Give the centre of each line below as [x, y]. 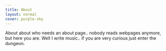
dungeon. [15, 44]
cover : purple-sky [24, 19]
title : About [19, 10]
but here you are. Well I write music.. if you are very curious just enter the [81, 38]
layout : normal [21, 14]
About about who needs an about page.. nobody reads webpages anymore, [83, 33]
